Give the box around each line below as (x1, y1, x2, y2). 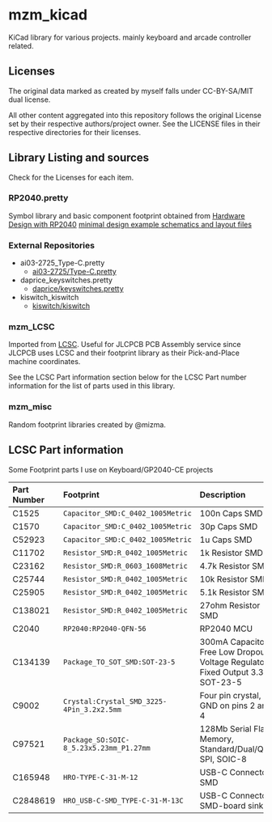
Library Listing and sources (8, 151, 150, 165)
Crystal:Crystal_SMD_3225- (63, 697, 168, 705)
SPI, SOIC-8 (199, 753, 247, 765)
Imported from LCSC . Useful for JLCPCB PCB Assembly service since (8, 340, 241, 350)
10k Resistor (199, 573, 249, 584)
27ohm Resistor (199, 600, 261, 611)
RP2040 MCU (199, 623, 253, 634)
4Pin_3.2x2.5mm (63, 705, 121, 714)
